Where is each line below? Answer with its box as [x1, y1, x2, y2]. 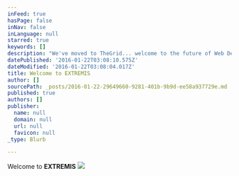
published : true [7, 89, 55, 97]
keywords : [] [7, 43, 46, 50]
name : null [14, 109, 46, 116]
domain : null [14, 116, 53, 123]
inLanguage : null [7, 30, 59, 38]
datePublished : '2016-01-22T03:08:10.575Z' [7, 57, 139, 64]
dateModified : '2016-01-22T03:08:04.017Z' [7, 63, 135, 70]
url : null [14, 122, 43, 130]
